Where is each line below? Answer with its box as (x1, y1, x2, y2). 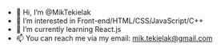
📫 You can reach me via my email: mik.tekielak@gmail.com (15, 33, 213, 43)
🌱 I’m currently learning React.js (15, 25, 122, 33)
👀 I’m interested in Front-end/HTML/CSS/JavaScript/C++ (15, 16, 204, 25)
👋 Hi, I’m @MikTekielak (15, 8, 91, 17)
